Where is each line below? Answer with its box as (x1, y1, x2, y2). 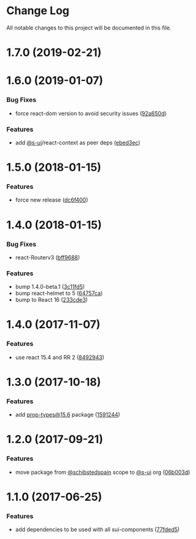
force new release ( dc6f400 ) (15, 196, 88, 203)
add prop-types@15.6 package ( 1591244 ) (15, 411, 120, 419)
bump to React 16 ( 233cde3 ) (15, 296, 88, 304)
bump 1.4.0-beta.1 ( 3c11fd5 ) (15, 283, 85, 291)
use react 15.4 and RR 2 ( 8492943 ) (15, 353, 104, 361)
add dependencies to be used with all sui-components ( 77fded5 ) (15, 526, 180, 533)
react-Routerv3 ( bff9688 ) (15, 253, 80, 261)
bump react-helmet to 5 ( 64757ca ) (15, 289, 103, 297)
